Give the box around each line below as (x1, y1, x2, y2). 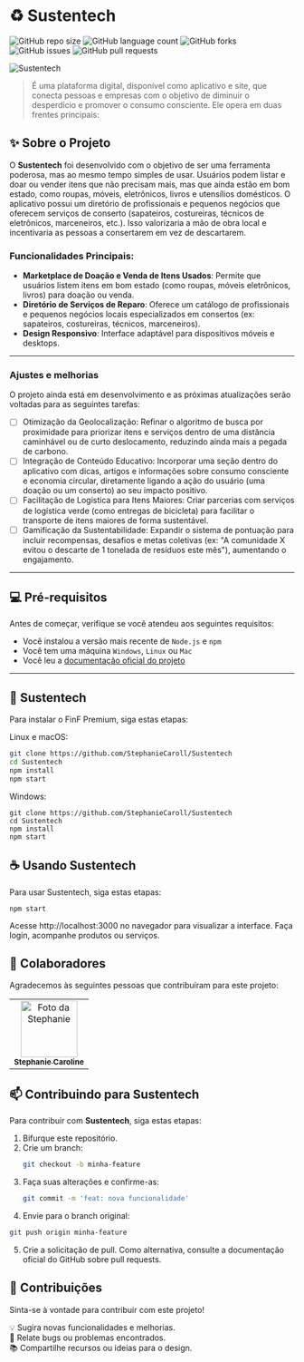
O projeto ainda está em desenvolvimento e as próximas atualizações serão (9, 389, 291, 400)
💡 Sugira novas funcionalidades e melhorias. (9, 1321, 176, 1333)
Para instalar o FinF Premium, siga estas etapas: (9, 714, 188, 725)
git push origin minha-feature (9, 1228, 128, 1237)
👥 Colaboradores (9, 956, 107, 971)
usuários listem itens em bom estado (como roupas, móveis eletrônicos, (22, 280, 291, 291)
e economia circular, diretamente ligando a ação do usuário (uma (22, 475, 265, 486)
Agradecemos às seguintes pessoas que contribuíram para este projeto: (9, 980, 279, 991)
